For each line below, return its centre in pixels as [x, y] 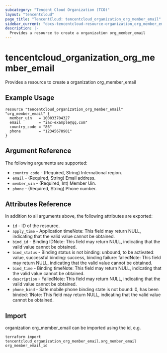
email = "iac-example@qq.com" [49, 122]
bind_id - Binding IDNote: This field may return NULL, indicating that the [86, 242]
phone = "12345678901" [41, 131]
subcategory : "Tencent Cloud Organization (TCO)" [58, 10]
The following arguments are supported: [46, 163]
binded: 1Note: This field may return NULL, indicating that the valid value [86, 295]
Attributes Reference [38, 204]
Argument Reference [38, 151]
